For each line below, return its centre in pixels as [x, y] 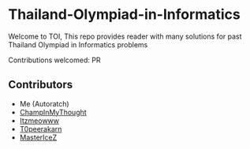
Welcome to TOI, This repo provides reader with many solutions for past [125, 36]
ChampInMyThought [53, 112]
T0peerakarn [41, 129]
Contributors [41, 85]
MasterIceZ [38, 137]
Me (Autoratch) [44, 103]
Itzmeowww [39, 121]
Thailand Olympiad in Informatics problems [78, 44]
